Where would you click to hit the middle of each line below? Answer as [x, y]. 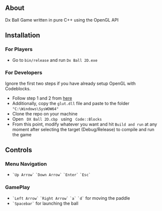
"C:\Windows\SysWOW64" [35, 109]
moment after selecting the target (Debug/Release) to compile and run [83, 129]
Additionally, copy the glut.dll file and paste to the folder [71, 103]
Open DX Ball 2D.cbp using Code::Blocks [57, 119]
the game [22, 134]
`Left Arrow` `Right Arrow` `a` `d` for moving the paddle [71, 198]
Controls [19, 150]
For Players [19, 50]
